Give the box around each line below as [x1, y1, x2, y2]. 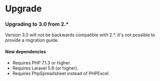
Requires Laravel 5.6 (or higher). [12, 65, 79, 71]
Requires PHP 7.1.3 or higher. [12, 60, 71, 66]
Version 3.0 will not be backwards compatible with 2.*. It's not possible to [5, 32, 156, 38]
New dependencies [5, 49, 46, 55]
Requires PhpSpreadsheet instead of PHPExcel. [12, 70, 110, 76]
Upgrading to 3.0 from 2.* [5, 21, 69, 28]
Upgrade [5, 3, 42, 14]
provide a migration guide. [5, 37, 59, 43]
